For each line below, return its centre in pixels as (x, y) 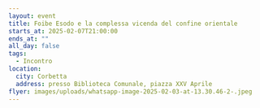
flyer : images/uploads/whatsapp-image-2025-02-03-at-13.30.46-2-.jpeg (130, 91)
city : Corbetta (41, 76)
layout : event (32, 16)
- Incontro (34, 62)
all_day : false (34, 46)
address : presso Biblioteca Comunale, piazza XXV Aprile (114, 84)
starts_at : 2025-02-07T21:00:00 (63, 31)
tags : (17, 54)
